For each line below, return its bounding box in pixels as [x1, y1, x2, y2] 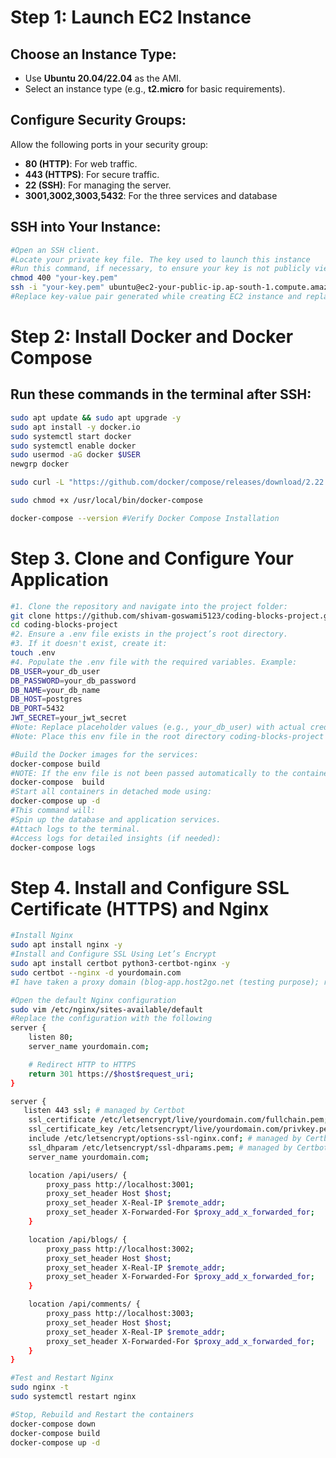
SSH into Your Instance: [10, 219, 162, 236]
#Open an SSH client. [10, 245, 101, 255]
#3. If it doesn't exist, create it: [10, 639, 168, 649]
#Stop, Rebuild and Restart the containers [10, 1409, 195, 1420]
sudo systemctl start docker [10, 431, 132, 441]
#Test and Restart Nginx [10, 1373, 114, 1383]
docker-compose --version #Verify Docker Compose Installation [10, 513, 280, 523]
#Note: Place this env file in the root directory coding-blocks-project [10, 731, 325, 741]
